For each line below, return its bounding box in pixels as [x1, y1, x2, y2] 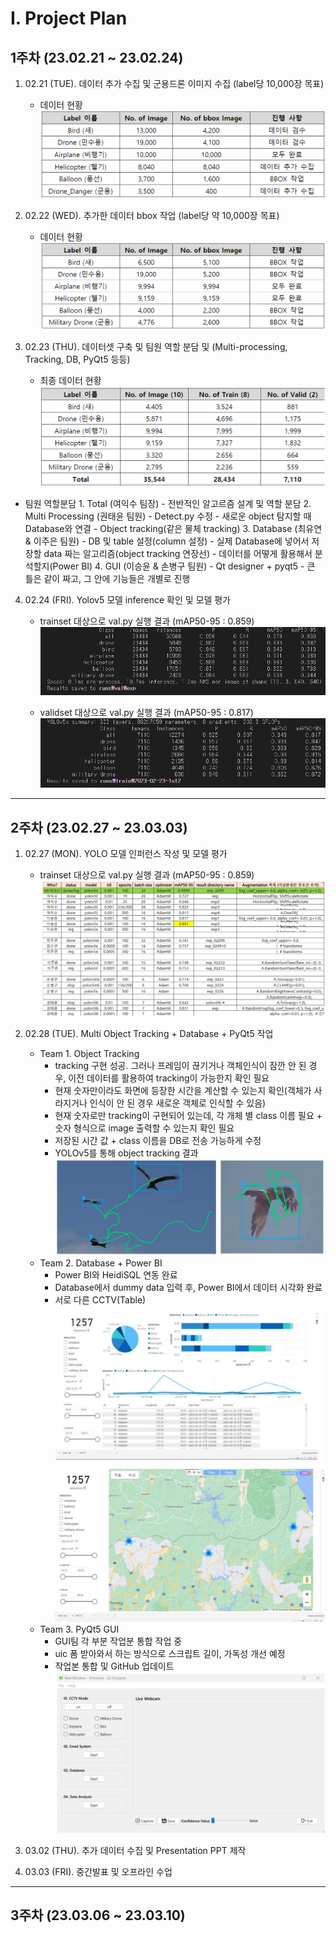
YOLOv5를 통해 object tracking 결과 [54, 1147, 199, 1159]
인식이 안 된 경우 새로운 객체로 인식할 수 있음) [89, 1097, 267, 1109]
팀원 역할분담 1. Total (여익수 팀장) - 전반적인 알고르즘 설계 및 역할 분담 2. [24, 498, 312, 509]
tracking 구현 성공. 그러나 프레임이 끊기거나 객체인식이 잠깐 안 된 [54, 1059, 307, 1071]
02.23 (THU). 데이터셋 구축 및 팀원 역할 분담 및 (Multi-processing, [24, 341, 288, 352]
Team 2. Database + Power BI [39, 1257, 163, 1269]
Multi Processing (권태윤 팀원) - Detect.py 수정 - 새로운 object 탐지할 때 [24, 510, 312, 522]
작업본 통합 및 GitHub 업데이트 [54, 1660, 175, 1672]
